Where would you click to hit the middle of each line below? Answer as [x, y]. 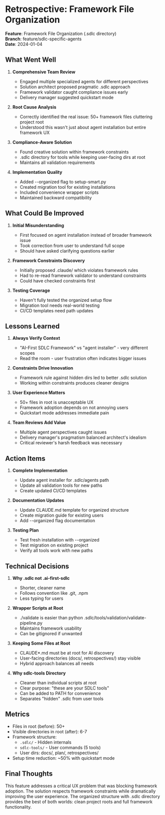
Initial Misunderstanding [38, 225]
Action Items [25, 459]
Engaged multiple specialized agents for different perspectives [84, 81]
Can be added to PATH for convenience [60, 693]
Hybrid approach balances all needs [57, 663]
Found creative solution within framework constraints [74, 152]
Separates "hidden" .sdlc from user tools [61, 699]
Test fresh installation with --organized [59, 540]
